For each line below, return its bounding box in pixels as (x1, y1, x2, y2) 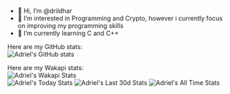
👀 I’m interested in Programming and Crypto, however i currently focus (17, 14, 223, 22)
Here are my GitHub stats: (7, 43, 83, 51)
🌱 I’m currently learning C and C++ (17, 29, 119, 37)
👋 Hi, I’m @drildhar (17, 7, 73, 15)
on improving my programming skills (17, 22, 123, 29)
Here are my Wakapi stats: (7, 64, 84, 72)
